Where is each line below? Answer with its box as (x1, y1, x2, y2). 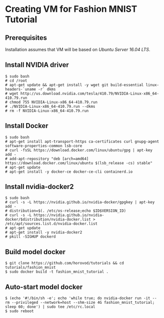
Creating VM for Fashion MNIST (5, 3, 137, 15)
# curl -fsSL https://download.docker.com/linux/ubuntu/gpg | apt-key (5, 148, 153, 153)
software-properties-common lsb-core (5, 143, 82, 148)
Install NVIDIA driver (5, 61, 69, 69)
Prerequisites (5, 33, 47, 42)
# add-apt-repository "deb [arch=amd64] (5, 156, 89, 161)
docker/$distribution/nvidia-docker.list (5, 217, 91, 222)
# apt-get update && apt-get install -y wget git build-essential (5, 82, 144, 87)
